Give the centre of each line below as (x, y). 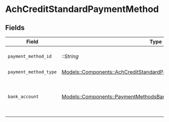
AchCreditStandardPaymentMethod (82, 9)
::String (70, 56)
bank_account (23, 97)
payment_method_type (32, 72)
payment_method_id (30, 56)
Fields (15, 28)
